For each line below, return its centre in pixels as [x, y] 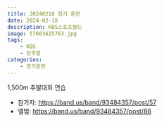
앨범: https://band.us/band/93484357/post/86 [84, 111]
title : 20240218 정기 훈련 [44, 14]
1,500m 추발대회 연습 [37, 87]
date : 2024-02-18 [33, 20]
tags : [15, 40]
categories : [25, 60]
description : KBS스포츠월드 [45, 27]
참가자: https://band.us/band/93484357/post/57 [87, 102]
